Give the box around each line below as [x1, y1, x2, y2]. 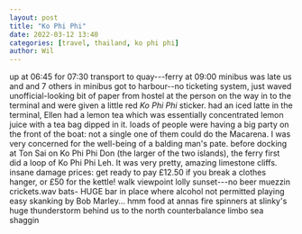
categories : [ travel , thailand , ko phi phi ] [9, 38, 179, 48]
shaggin [9, 215, 40, 226]
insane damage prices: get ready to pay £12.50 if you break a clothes [9, 167, 267, 178]
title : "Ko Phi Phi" [9, 22, 87, 31]
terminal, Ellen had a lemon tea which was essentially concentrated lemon [9, 110, 284, 121]
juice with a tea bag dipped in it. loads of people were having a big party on [9, 119, 290, 130]
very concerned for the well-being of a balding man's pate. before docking [9, 139, 288, 149]
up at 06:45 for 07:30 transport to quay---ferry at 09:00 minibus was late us [9, 71, 292, 82]
